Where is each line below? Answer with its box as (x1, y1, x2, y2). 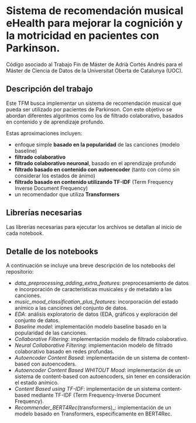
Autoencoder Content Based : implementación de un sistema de (14, 354, 168, 361)
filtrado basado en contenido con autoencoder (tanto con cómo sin (14, 166, 180, 173)
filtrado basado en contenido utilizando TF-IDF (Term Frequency (14, 178, 174, 185)
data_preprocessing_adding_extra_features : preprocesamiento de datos (14, 279, 189, 286)
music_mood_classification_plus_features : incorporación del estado (14, 298, 178, 305)
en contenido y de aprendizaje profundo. (6, 118, 105, 125)
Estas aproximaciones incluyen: (6, 129, 82, 137)
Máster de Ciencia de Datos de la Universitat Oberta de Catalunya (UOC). (6, 67, 183, 74)
